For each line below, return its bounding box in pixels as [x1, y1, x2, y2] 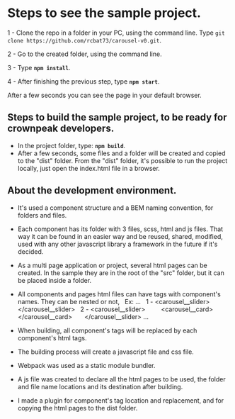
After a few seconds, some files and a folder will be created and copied [17, 149, 226, 157]
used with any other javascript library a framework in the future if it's [17, 240, 218, 248]
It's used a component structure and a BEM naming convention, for [17, 203, 214, 212]
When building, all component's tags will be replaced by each [17, 326, 197, 335]
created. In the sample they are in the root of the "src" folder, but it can [17, 268, 224, 277]
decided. [17, 247, 44, 256]
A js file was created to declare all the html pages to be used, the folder [17, 374, 227, 384]
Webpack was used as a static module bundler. [17, 361, 156, 369]
